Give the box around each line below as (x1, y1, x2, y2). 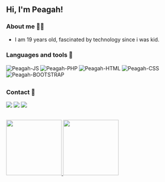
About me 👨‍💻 (6, 22, 44, 31)
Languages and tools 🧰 (6, 50, 73, 58)
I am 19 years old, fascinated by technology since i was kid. (14, 35, 160, 43)
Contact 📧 (6, 88, 35, 96)
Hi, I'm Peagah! (6, 5, 63, 15)
